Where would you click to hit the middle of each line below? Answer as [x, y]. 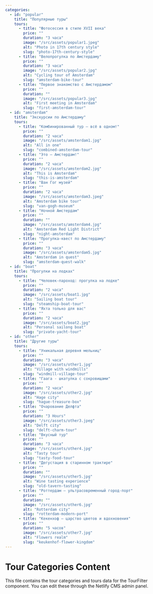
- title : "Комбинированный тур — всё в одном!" [69, 127]
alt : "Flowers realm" [46, 537]
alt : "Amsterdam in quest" [51, 257]
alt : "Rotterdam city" [47, 509]
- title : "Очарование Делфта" [50, 407]
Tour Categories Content [58, 567]
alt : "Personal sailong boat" [54, 327]
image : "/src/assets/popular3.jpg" [60, 98]
